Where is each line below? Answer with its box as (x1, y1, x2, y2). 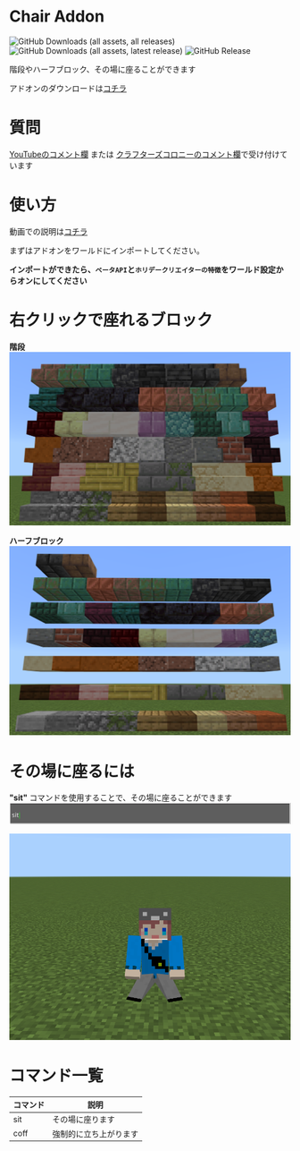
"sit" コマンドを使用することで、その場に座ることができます (9, 792, 233, 803)
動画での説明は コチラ (9, 226, 87, 236)
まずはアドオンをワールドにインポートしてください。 (9, 244, 205, 256)
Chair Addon (9, 6, 105, 27)
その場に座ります (52, 1114, 115, 1125)
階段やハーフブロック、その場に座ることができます (9, 64, 196, 74)
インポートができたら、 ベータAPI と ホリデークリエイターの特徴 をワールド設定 (9, 264, 277, 275)
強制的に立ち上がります (52, 1128, 138, 1138)
